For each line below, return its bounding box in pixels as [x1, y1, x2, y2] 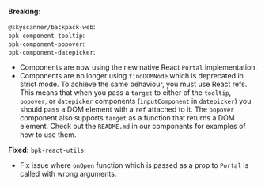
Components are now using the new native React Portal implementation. [19, 63, 258, 72]
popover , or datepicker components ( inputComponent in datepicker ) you [19, 97, 252, 105]
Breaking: [8, 7, 41, 16]
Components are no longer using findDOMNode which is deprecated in [19, 71, 244, 80]
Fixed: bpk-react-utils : [8, 146, 87, 154]
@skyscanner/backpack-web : [8, 22, 96, 31]
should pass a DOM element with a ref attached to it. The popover [19, 104, 235, 114]
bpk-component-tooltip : [8, 31, 85, 40]
